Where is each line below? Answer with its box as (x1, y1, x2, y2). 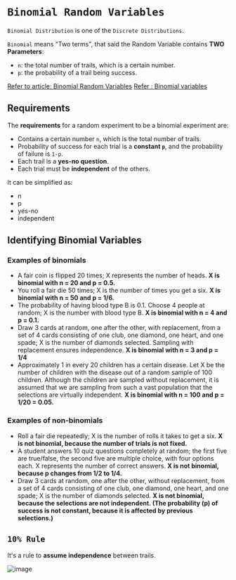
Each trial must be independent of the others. (17, 164, 151, 173)
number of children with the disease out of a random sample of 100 (17, 368, 213, 377)
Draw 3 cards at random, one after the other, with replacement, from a (17, 324, 221, 332)
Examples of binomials (7, 256, 86, 265)
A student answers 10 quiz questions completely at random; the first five (17, 447, 228, 455)
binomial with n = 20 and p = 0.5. (17, 279, 116, 287)
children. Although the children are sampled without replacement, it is (17, 376, 219, 384)
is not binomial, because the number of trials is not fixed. (17, 439, 188, 447)
